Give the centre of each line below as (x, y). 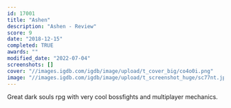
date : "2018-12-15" (35, 39)
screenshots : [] (30, 65)
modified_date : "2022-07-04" (49, 58)
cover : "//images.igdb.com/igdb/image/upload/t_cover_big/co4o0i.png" (110, 71)
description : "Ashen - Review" (52, 26)
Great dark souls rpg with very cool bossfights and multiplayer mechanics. (112, 97)
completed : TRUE (30, 45)
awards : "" (23, 52)
